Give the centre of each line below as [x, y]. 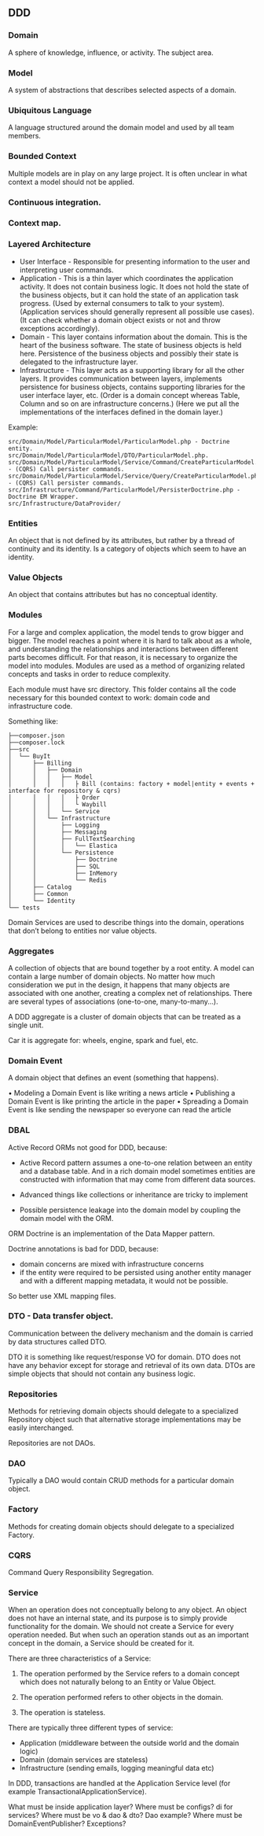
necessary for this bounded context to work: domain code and [109, 697]
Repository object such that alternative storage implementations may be [125, 1420]
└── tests [24, 908]
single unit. [26, 1025]
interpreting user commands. [66, 270]
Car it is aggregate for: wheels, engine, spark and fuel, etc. [103, 1040]
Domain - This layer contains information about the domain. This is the [133, 337]
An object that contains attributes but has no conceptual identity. [113, 595]
